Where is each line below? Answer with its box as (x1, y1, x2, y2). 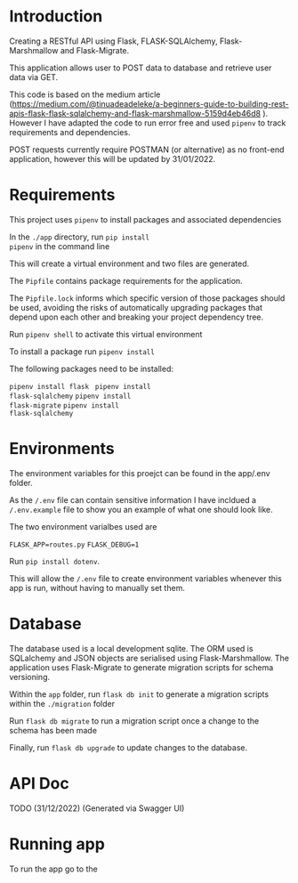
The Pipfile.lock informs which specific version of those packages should (9, 292, 286, 304)
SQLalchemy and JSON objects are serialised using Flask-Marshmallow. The (9, 652, 289, 663)
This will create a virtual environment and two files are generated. (9, 258, 250, 269)
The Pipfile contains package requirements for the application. (9, 275, 243, 286)
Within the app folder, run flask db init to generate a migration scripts (9, 688, 270, 700)
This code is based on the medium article (9, 89, 161, 100)
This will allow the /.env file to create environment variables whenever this (9, 572, 282, 584)
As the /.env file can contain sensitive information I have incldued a (9, 494, 256, 505)
